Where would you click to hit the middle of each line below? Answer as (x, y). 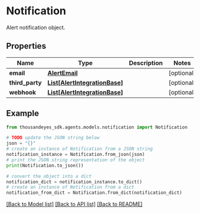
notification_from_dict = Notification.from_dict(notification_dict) (94, 193)
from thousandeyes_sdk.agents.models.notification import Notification (97, 127)
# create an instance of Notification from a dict (70, 187)
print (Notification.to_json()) (45, 165)
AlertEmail (62, 73)
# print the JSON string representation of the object (76, 160)
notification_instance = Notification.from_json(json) (76, 155)
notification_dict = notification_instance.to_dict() (74, 182)
